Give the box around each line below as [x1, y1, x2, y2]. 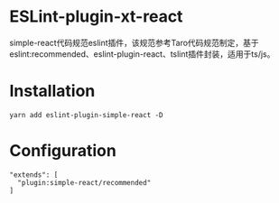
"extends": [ [9, 170, 59, 180]
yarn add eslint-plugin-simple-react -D [9, 110, 164, 119]
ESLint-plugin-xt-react [9, 6, 183, 27]
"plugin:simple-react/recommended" [17, 178, 152, 187]
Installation [9, 81, 96, 101]
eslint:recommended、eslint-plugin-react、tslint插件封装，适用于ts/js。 [9, 48, 275, 60]
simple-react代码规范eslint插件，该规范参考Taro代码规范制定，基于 [9, 37, 259, 48]
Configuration [9, 141, 117, 161]
